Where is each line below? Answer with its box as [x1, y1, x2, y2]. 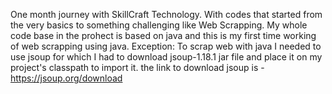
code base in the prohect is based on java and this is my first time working [10, 30, 317, 41]
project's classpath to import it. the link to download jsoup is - [10, 62, 265, 73]
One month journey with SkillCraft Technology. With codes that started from [10, 9, 323, 20]
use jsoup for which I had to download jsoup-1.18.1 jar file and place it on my [10, 51, 323, 63]
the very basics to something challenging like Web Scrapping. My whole [10, 19, 308, 31]
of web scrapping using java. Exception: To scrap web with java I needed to [10, 40, 322, 52]
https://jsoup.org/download [10, 72, 123, 84]
